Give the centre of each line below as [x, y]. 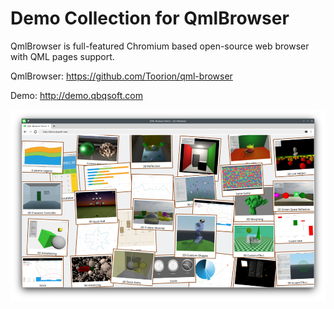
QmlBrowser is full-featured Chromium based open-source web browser [160, 46]
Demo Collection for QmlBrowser [150, 18]
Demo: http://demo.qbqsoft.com [76, 95]
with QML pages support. [62, 56]
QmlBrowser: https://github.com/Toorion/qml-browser [121, 76]
